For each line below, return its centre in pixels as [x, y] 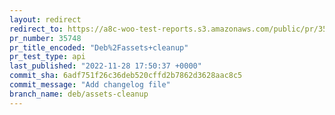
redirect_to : [36, 29]
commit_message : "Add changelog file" [90, 85]
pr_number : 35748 [45, 38]
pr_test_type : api [47, 57]
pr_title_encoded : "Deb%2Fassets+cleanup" [99, 47]
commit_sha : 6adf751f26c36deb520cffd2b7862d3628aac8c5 [126, 76]
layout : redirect [45, 19]
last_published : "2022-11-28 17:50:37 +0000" [105, 66]
